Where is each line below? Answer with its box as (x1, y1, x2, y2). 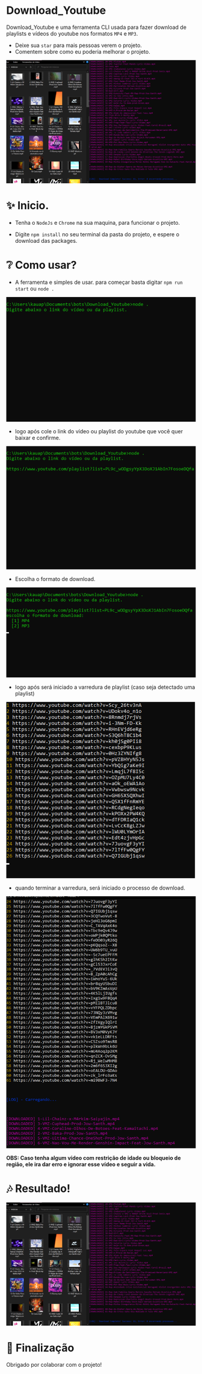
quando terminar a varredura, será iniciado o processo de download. (14, 884, 185, 891)
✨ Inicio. (6, 199, 49, 213)
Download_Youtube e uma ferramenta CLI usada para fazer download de (6, 24, 187, 31)
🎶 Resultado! (6, 1182, 71, 1196)
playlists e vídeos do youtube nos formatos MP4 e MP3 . (6, 30, 138, 37)
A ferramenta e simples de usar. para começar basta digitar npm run (14, 278, 183, 286)
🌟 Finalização (6, 1341, 75, 1355)
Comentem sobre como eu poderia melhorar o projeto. (14, 48, 150, 55)
